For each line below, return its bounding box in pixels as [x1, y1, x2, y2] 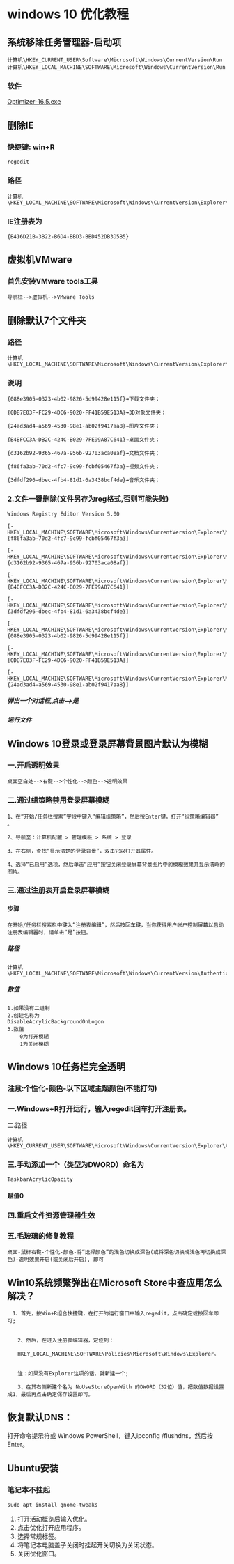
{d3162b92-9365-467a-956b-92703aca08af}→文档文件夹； [7, 450, 160, 457]
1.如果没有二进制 [7, 1005, 50, 1012]
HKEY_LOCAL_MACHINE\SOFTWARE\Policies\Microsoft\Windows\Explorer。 [17, 1351, 219, 1358]
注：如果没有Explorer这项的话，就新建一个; [17, 1370, 129, 1377]
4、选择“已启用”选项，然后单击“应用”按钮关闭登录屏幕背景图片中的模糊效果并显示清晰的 [7, 861, 225, 868]
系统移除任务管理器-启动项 [7, 36, 122, 48]
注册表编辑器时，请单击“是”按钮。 [7, 929, 92, 936]
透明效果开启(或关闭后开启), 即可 [18, 1256, 104, 1263]
